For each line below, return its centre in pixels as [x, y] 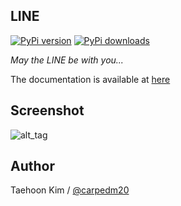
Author [32, 166]
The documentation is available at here [90, 79]
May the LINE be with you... [67, 60]
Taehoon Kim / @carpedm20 [70, 190]
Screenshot [47, 110]
